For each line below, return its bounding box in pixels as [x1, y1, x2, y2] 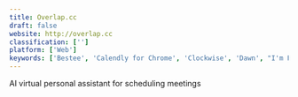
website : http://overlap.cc [9, 29, 114, 38]
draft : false [9, 21, 58, 30]
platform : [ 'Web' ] [9, 46, 77, 55]
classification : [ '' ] [9, 37, 90, 47]
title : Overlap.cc [9, 12, 77, 22]
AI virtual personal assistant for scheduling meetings [9, 78, 201, 88]
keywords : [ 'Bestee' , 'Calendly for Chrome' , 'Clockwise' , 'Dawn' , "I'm [9, 54, 284, 63]
